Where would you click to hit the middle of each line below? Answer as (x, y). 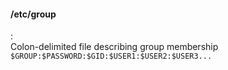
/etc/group (33, 14)
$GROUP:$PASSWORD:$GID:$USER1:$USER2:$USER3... (111, 56)
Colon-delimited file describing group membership (114, 47)
